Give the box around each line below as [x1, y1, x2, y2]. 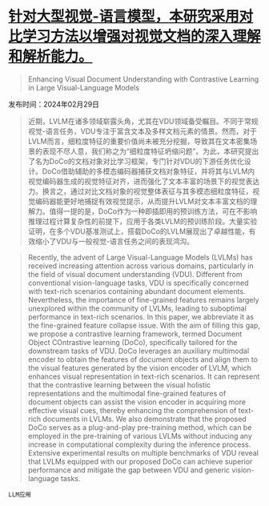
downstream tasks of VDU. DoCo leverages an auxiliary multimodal [27, 346, 250, 355]
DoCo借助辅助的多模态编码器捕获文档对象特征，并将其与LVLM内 [42, 166, 255, 176]
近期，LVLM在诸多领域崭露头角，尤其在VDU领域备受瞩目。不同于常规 [27, 116, 259, 126]
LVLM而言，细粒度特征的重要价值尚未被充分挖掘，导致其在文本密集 [27, 136, 251, 146]
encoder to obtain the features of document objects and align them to [27, 354, 259, 364]
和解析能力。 [8, 47, 94, 66]
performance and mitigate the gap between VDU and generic [27, 465, 231, 475]
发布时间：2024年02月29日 [8, 99, 100, 109]
